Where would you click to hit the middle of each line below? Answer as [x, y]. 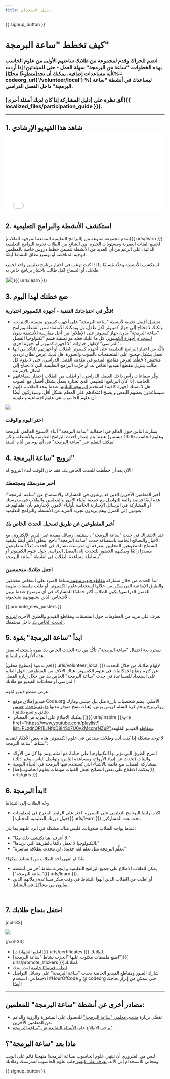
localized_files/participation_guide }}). [54, 106]
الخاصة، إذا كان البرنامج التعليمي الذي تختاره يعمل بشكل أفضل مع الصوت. [81, 381]
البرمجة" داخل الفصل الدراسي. [39, 86]
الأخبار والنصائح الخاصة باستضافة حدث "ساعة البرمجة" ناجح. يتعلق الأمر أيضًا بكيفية [83, 540]
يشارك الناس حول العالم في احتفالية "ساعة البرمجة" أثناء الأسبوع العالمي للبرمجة [81, 431]
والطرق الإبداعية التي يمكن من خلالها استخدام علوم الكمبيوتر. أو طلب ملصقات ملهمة [84, 586]
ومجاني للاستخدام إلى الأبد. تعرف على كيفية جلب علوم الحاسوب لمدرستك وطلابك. [82, 1061]
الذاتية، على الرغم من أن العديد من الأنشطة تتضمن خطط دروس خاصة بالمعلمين [80, 249]
